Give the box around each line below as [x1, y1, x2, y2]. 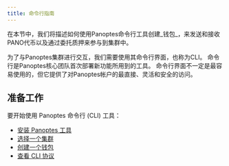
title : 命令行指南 [7, 10, 55, 17]
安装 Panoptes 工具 [17, 126, 72, 134]
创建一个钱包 [17, 143, 54, 152]
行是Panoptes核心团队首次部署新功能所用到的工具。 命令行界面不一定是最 [7, 61, 217, 69]
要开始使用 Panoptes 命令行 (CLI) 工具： [7, 111, 121, 120]
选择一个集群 [17, 134, 54, 143]
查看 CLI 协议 [17, 152, 55, 160]
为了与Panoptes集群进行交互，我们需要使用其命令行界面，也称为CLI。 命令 [7, 53, 220, 61]
